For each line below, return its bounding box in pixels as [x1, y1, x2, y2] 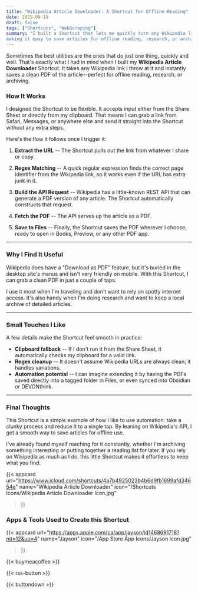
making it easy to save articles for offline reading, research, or [6, 36, 178, 42]
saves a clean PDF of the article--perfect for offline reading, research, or [6, 71, 183, 78]
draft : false [6, 19, 38, 25]
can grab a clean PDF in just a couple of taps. [6, 276, 117, 284]
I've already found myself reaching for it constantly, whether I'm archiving [6, 440, 186, 448]
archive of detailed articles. [6, 300, 72, 307]
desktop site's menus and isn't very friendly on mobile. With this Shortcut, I [6, 270, 189, 277]
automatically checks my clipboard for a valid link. [14, 351, 137, 358]
